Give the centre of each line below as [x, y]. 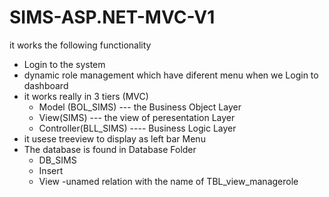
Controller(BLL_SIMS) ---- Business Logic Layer [137, 128]
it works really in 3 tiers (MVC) [86, 96]
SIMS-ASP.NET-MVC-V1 [112, 17]
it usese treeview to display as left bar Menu [114, 138]
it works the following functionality [80, 45]
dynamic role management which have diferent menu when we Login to [171, 75]
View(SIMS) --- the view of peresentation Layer [137, 117]
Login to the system [64, 64]
